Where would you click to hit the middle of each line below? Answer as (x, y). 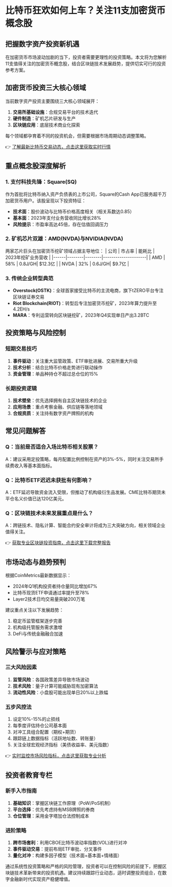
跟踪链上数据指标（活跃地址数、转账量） (55, 738)
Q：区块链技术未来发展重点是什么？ (49, 513)
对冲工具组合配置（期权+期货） (46, 732)
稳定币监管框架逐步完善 (37, 621)
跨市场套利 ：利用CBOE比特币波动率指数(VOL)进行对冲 (70, 843)
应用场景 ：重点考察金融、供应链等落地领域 (58, 407)
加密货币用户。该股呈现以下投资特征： (46, 200)
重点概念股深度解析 (36, 166)
